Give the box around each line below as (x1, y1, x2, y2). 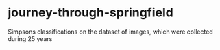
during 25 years (8, 34, 53, 42)
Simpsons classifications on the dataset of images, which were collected (8, 27, 213, 36)
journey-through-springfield (8, 5, 173, 21)
